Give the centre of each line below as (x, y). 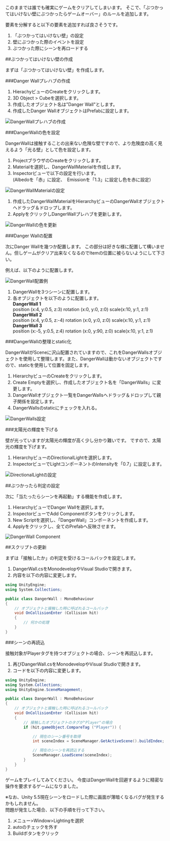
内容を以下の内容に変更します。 (46, 575)
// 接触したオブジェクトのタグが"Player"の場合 (68, 722)
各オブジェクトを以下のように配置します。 (57, 298)
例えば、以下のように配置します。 (41, 270)
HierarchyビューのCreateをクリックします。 (59, 376)
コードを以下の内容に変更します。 (48, 670)
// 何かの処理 (37, 623)
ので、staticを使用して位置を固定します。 (48, 365)
